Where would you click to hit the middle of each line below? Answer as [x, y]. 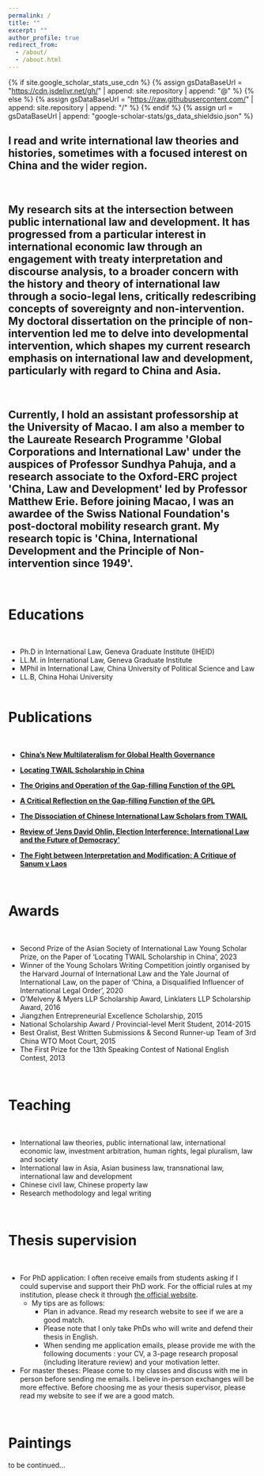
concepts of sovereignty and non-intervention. [126, 309]
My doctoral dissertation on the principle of [117, 321]
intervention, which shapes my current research [130, 346]
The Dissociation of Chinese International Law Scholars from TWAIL [133, 816]
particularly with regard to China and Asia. [115, 371]
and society [39, 1160]
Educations [46, 614]
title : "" [25, 23]
